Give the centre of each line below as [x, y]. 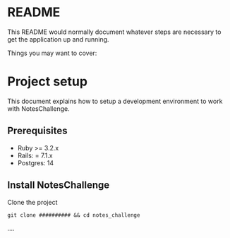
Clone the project [32, 202]
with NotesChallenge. [38, 108]
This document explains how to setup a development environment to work [115, 101]
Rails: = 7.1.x [35, 155]
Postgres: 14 [36, 162]
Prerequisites [37, 131]
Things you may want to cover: [52, 53]
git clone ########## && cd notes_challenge [74, 215]
